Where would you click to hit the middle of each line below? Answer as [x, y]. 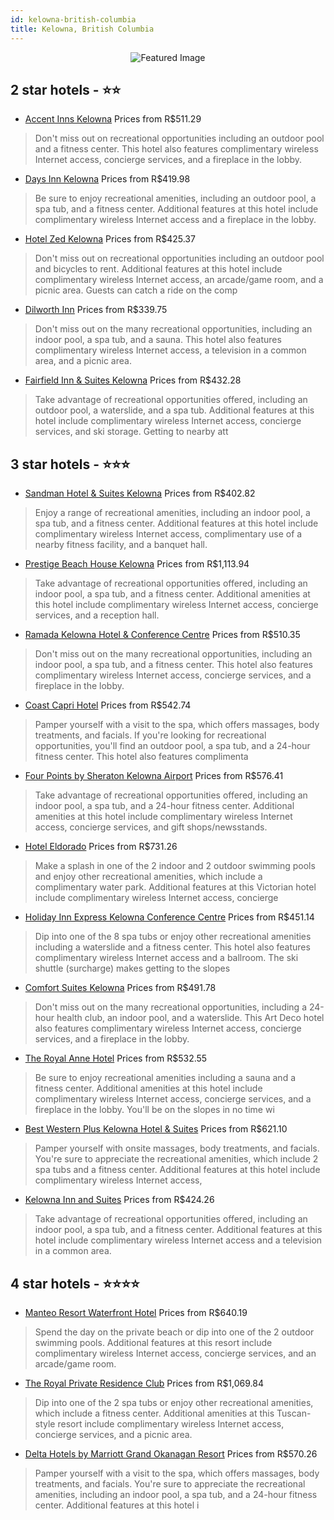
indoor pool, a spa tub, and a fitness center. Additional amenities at [172, 594]
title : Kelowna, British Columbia [82, 29]
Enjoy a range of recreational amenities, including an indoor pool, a [172, 513]
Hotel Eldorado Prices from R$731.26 [101, 847]
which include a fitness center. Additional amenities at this [154, 1413]
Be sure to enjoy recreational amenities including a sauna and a [165, 1078]
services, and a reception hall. [97, 615]
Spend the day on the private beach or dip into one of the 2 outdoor [174, 1332]
